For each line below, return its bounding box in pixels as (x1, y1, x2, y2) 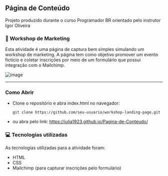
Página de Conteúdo (5, 4, 70, 12)
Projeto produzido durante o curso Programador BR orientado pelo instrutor (5, 17, 161, 23)
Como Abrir (5, 89, 34, 96)
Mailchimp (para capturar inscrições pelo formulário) (12, 165, 121, 171)
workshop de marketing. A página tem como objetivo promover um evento (5, 52, 158, 58)
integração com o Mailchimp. (5, 62, 65, 68)
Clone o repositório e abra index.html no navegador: (12, 100, 120, 106)
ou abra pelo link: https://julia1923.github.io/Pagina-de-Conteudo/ (12, 119, 148, 125)
